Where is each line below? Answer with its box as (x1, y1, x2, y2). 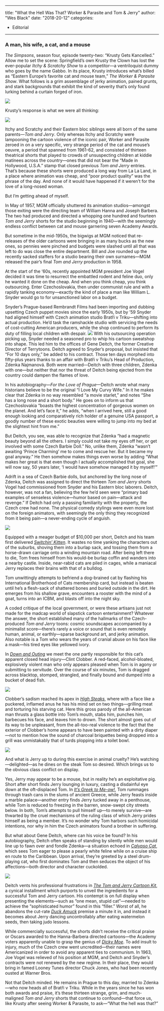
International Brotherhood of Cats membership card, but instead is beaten (5, 580, 154, 586)
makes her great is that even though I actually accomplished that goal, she (5, 459, 155, 465)
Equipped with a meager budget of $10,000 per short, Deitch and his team (5, 534, 155, 540)
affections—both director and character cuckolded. (5, 864, 108, 870)
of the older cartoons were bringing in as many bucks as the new (23, 238, 154, 244)
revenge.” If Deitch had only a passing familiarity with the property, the (5, 500, 147, 505)
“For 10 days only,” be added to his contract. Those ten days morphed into (5, 352, 155, 357)
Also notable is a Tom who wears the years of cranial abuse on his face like (5, 636, 156, 642)
